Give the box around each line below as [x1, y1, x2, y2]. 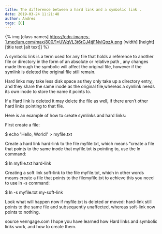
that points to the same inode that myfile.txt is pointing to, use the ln [5, 146, 141, 152]
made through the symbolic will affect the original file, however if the [5, 64, 142, 70]
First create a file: [5, 122, 40, 128]
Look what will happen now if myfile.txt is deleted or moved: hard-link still [5, 199, 152, 205]
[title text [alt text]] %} [5, 44, 49, 50]
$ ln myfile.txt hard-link [5, 160, 52, 166]
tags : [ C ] [5, 20, 25, 26]
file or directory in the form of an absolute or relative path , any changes [5, 59, 148, 64]
